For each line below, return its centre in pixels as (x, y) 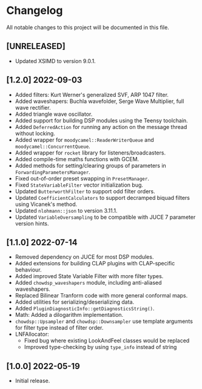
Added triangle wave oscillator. (54, 114)
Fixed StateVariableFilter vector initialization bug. (79, 185)
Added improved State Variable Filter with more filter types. (89, 276)
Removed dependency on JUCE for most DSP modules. (84, 257)
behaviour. (28, 270)
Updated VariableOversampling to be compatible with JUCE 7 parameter (105, 217)
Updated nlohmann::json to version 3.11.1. (66, 210)
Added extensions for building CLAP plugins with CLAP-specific (95, 264)
